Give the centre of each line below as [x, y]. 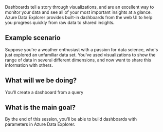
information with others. [29, 65]
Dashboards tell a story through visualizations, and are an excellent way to [80, 7]
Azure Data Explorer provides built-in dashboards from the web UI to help [79, 17]
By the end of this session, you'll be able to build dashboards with [71, 119]
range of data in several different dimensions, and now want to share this [78, 60]
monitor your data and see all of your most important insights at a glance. [79, 12]
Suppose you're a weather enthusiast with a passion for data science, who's [81, 49]
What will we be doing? [41, 81]
